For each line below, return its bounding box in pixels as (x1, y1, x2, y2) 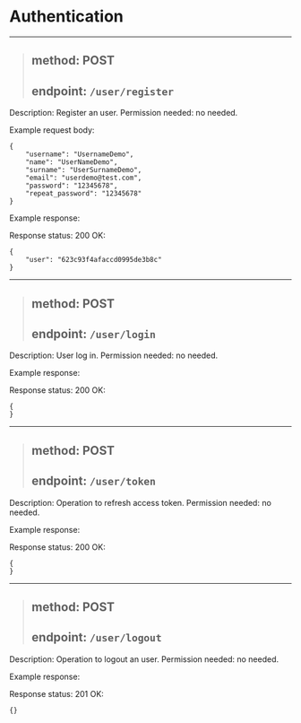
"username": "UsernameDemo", (25, 150, 134, 159)
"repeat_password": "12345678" (25, 189, 142, 198)
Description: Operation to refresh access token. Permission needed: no (9, 497, 271, 508)
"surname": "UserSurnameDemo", (25, 166, 142, 175)
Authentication (9, 6, 124, 27)
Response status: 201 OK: (9, 688, 105, 699)
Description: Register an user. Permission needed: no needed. (9, 108, 238, 118)
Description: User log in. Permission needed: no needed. (9, 350, 219, 361)
